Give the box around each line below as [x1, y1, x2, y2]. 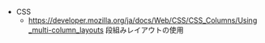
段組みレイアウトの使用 [105, 25, 184, 35]
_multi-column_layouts [28, 25, 104, 35]
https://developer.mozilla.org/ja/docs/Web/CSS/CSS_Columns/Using [28, 15, 258, 25]
